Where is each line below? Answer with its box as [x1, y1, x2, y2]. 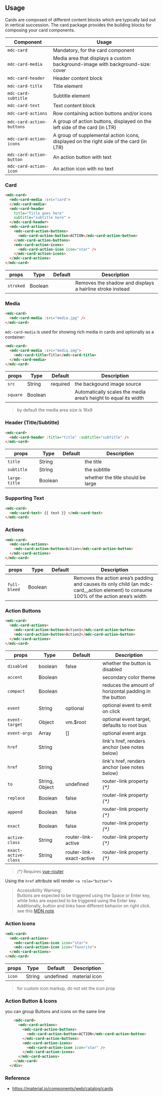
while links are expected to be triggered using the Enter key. [16, 898, 137, 904]
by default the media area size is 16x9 [16, 407, 93, 413]
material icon [72, 973, 102, 980]
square [7, 392, 23, 398]
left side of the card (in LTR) [53, 124, 116, 131]
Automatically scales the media [74, 389, 146, 395]
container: [5, 334, 26, 340]
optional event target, [102, 716, 151, 723]
